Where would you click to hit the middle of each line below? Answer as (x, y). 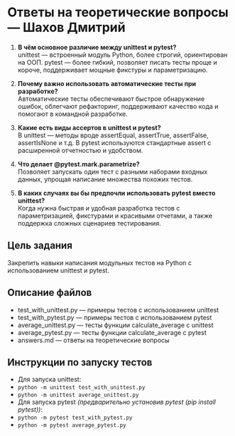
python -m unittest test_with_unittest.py (81, 388)
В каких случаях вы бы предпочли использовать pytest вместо (116, 193)
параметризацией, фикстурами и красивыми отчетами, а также (115, 216)
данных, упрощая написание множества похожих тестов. (105, 179)
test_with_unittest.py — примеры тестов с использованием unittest (118, 309)
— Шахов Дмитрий (66, 27)
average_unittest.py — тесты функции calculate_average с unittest (116, 325)
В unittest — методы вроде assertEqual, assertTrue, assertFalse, (113, 135)
